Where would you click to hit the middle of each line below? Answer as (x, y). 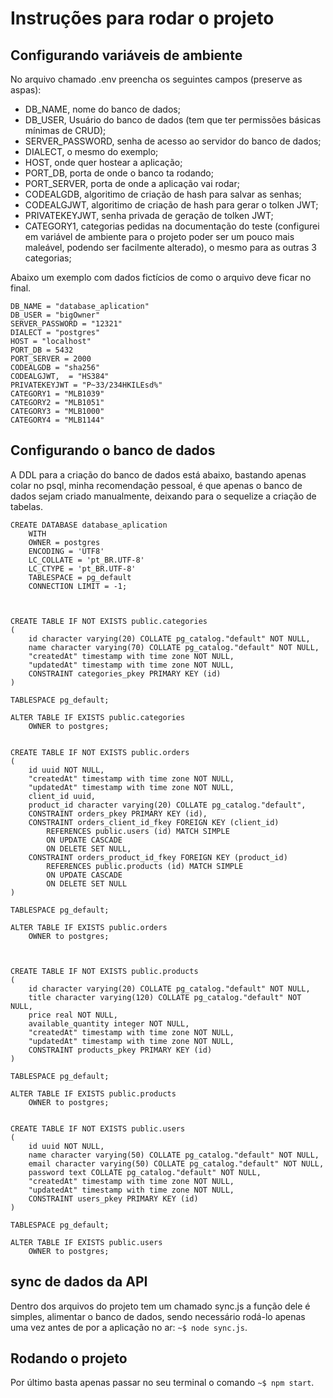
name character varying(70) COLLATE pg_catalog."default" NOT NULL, (174, 647)
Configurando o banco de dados (113, 450)
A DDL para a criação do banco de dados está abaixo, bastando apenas (158, 474)
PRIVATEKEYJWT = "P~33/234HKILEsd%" (86, 385)
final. (21, 288)
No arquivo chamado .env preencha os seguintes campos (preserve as (156, 79)
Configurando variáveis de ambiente (126, 55)
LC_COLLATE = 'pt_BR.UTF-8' (86, 560)
